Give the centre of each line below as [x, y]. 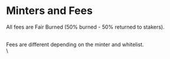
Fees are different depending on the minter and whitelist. [75, 44]
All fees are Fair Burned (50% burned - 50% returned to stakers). [85, 27]
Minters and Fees [50, 11]
